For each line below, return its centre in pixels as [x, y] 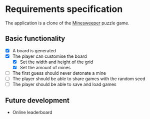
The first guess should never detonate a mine [59, 73]
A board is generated [34, 50]
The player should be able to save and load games [64, 84]
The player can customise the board [50, 56]
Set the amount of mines [45, 67]
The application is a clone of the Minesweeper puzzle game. [67, 23]
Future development [37, 100]
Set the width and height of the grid [56, 62]
